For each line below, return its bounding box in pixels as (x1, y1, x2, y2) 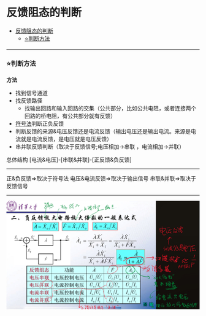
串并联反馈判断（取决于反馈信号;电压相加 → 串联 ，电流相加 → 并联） (15, 143, 185, 150)
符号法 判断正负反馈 (15, 120, 64, 128)
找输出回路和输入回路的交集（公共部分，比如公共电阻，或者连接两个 (24, 105, 197, 112)
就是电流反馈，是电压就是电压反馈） (20, 136, 112, 143)
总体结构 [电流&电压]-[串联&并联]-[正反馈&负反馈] (6, 156, 132, 163)
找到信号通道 (15, 90, 48, 97)
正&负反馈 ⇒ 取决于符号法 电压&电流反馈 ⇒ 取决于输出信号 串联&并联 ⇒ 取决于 (6, 175, 197, 182)
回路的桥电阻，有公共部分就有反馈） (24, 112, 116, 120)
